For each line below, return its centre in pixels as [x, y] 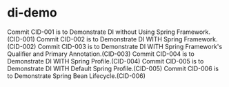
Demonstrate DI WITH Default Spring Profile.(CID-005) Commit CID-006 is [113, 68]
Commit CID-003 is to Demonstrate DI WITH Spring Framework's [130, 46]
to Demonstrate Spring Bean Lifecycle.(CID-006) [77, 76]
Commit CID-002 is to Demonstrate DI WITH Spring [110, 39]
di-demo [32, 13]
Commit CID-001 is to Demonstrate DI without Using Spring [91, 32]
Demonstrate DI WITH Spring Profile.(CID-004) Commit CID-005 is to [106, 61]
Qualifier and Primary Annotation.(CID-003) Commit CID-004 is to [101, 54]
